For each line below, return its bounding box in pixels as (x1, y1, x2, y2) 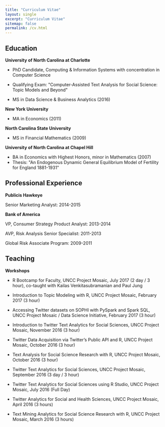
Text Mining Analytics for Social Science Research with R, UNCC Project (12, 411, 160, 417)
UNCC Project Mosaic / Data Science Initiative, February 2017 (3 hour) (12, 312, 156, 318)
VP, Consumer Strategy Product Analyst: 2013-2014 (5, 221, 111, 227)
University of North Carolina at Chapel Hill (5, 144, 93, 150)
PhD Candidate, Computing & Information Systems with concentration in (12, 66, 160, 72)
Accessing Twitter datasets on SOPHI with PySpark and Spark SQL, (12, 307, 150, 313)
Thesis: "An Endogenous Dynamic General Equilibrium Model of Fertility (12, 159, 159, 165)
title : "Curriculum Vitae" (5, 7, 61, 12)
